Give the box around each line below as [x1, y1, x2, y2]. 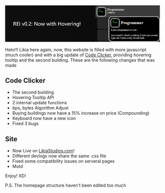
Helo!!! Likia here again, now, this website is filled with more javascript [5, 47, 146, 52]
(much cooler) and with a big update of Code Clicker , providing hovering [5, 52, 152, 58]
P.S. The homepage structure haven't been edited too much [5, 182, 126, 189]
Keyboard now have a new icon [12, 116, 76, 121]
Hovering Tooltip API [12, 95, 54, 100]
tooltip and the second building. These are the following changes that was [5, 57, 155, 63]
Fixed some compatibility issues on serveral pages [12, 158, 115, 164]
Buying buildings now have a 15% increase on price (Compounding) [12, 110, 150, 116]
